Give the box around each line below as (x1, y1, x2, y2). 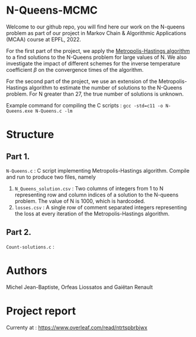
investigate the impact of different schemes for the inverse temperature (6, 60, 181, 67)
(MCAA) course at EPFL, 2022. (6, 36, 82, 43)
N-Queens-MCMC (6, 4, 98, 17)
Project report (6, 304, 76, 317)
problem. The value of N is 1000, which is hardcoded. (14, 197, 146, 205)
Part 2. (6, 227, 31, 237)
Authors (6, 263, 47, 277)
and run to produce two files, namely (6, 173, 96, 180)
